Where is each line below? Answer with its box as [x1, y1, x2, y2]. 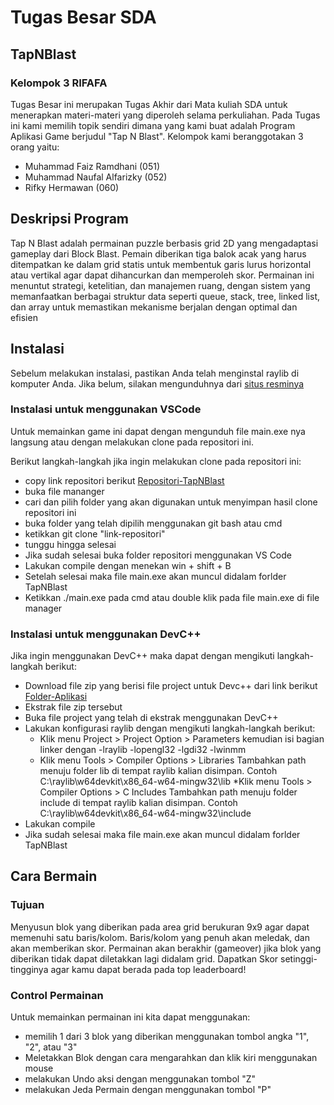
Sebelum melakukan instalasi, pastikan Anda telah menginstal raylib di [10, 367, 300, 379]
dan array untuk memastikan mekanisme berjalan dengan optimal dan [10, 301, 298, 313]
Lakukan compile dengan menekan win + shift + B [24, 559, 232, 571]
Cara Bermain [10, 868, 98, 885]
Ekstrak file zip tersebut [24, 701, 123, 713]
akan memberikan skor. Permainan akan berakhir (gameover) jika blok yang [10, 942, 322, 954]
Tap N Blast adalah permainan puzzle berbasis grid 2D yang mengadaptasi [10, 237, 319, 249]
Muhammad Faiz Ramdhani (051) [24, 160, 161, 172]
